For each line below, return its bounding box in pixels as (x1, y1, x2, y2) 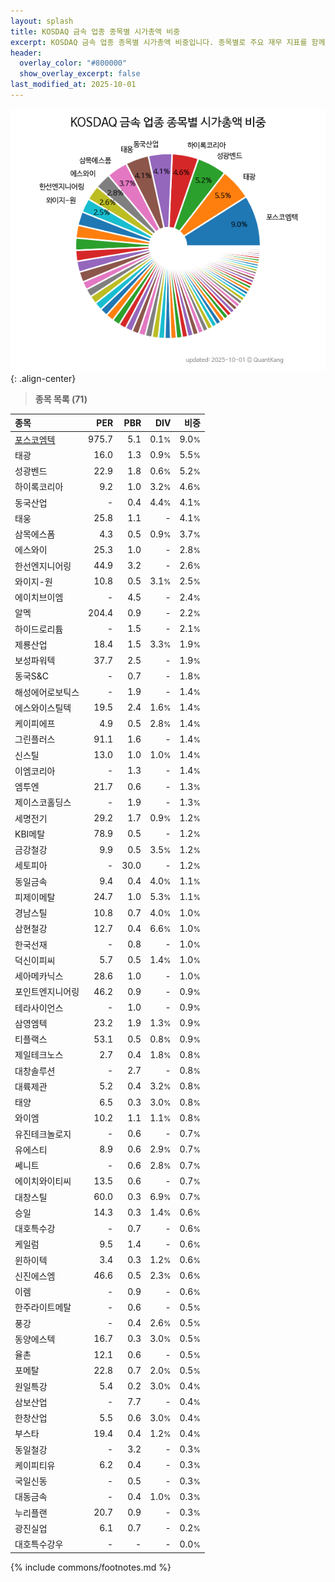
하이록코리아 (14, 481, 64, 493)
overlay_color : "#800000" (19, 58, 128, 69)
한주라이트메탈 (14, 1301, 72, 1314)
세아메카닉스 (14, 970, 64, 982)
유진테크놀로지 (14, 1128, 72, 1140)
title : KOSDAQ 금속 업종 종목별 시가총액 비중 (10, 26, 181, 37)
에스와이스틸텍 (14, 701, 72, 714)
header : (10, 48, 43, 58)
